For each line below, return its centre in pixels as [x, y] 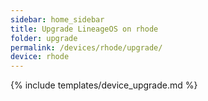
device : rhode [40, 57]
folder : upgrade [44, 38]
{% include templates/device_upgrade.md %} [104, 85]
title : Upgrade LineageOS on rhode [84, 29]
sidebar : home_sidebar [57, 19]
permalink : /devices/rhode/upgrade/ [86, 47]
